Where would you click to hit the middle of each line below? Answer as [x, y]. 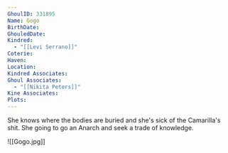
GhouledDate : [27, 34]
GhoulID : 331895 [31, 14]
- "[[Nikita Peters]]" [47, 87]
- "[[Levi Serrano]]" [46, 47]
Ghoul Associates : [34, 80]
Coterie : [20, 54]
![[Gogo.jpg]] [26, 142]
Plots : [17, 100]
